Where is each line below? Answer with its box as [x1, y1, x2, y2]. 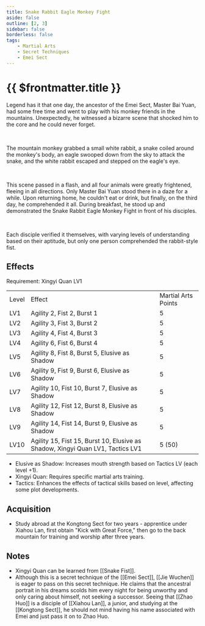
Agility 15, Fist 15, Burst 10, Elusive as [30, 437, 142, 445]
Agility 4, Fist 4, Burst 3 [30, 329, 98, 337]
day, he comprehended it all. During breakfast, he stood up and [6, 200, 165, 208]
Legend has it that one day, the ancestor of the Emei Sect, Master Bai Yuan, [6, 101, 196, 108]
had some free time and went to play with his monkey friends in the [6, 108, 176, 115]
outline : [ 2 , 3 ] [6, 20, 48, 26]
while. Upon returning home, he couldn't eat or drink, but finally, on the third [6, 194, 198, 201]
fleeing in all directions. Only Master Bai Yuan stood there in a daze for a [6, 187, 188, 195]
